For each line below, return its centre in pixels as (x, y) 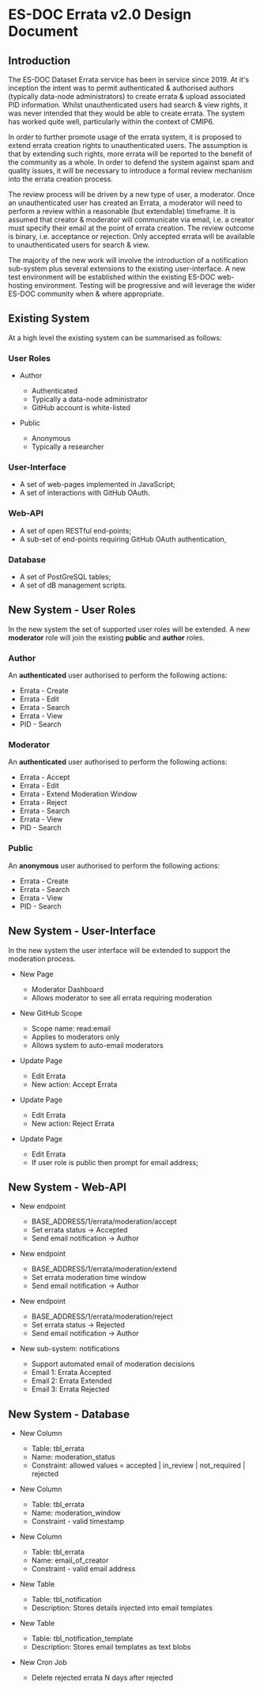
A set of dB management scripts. (73, 585)
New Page (36, 974)
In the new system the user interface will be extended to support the (119, 950)
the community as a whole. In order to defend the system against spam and (131, 162)
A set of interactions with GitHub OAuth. (85, 493)
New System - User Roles (72, 610)
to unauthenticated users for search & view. (79, 245)
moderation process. (42, 959)
